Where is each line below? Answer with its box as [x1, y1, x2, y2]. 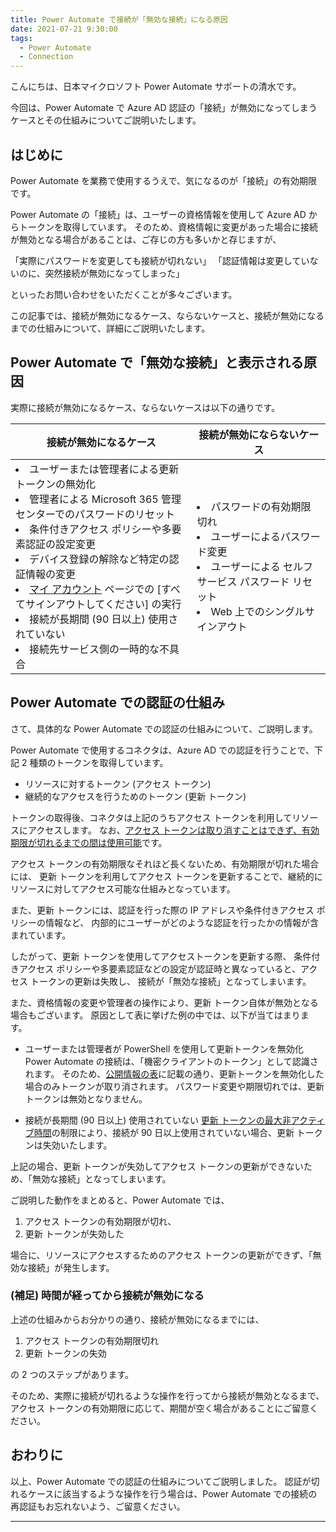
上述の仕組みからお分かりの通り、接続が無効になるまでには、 [10, 1313, 265, 1325]
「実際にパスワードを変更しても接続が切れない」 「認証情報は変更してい [10, 254, 310, 266]
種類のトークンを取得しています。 [29, 756, 169, 768]
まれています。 [10, 929, 72, 941]
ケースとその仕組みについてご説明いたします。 [10, 114, 202, 126]
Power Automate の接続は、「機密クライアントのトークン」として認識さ [24, 1055, 319, 1067]
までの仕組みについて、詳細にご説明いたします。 [10, 322, 211, 334]
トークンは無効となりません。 [24, 1092, 148, 1105]
